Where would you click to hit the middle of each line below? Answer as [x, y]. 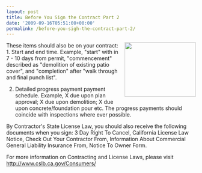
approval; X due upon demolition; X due [64, 102]
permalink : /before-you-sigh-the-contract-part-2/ [71, 29]
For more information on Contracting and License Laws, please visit [90, 157]
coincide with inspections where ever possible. [73, 115]
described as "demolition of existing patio [58, 65]
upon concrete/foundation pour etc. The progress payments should [98, 108]
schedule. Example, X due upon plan [60, 96]
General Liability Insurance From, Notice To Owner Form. [77, 145]
